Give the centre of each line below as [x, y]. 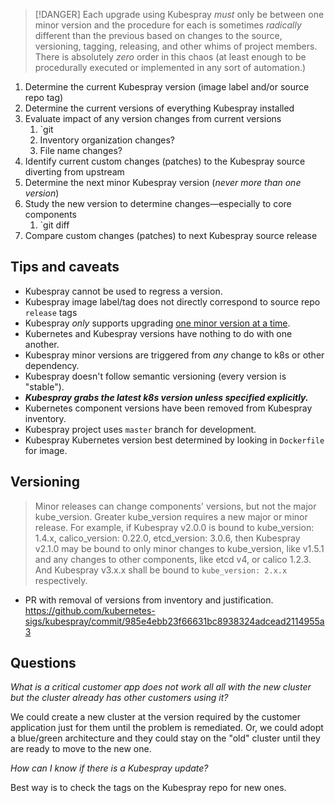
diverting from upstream [74, 172]
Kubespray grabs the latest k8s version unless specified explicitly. [166, 397]
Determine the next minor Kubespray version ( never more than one [163, 182]
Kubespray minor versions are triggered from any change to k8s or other [174, 355]
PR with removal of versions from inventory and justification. [149, 600]
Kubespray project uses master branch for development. [140, 429]
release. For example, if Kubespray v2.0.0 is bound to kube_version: [174, 527]
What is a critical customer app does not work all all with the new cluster [161, 687]
